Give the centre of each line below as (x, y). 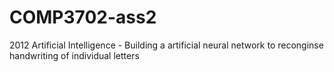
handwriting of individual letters (74, 55)
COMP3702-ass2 (83, 17)
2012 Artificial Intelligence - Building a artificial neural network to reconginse (166, 45)
